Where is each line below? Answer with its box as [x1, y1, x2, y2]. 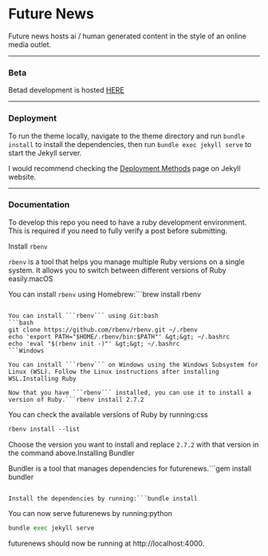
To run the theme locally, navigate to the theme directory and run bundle [8, 131, 246, 141]
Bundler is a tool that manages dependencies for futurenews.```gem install [8, 463, 252, 473]
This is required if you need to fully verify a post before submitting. [8, 225, 228, 236]
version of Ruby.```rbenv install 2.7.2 [8, 395, 145, 403]
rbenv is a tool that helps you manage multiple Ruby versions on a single [8, 256, 245, 266]
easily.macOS [8, 273, 53, 284]
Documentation [8, 199, 70, 210]
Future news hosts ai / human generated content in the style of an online [8, 31, 247, 41]
